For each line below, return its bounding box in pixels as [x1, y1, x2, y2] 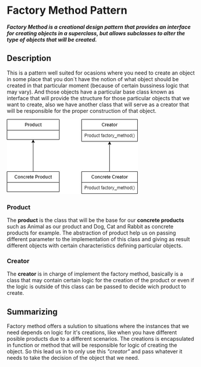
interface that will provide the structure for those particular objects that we [7, 94, 190, 101]
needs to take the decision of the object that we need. [7, 354, 140, 362]
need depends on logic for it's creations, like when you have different [7, 329, 177, 336]
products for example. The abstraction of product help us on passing [7, 229, 177, 236]
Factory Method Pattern [7, 4, 128, 17]
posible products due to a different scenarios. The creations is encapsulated [7, 335, 194, 343]
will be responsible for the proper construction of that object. [7, 107, 157, 114]
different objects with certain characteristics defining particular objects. [7, 242, 183, 249]
